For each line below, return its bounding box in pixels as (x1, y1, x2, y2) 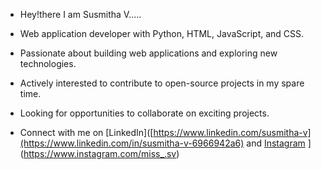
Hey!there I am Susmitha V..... (19, 9, 142, 20)
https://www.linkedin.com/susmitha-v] (153, 127, 312, 138)
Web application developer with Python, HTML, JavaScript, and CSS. (19, 28, 305, 39)
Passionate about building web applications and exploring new (19, 47, 278, 59)
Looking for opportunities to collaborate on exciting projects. (19, 107, 270, 119)
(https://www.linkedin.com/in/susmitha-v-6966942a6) (19, 137, 245, 149)
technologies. (19, 58, 77, 69)
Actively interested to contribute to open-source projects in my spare (19, 77, 305, 89)
